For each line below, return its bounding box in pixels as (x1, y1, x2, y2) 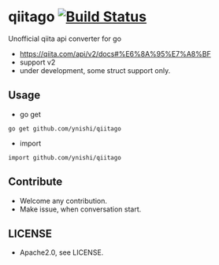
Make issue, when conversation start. (19, 204, 142, 214)
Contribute (8, 175, 63, 189)
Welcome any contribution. (19, 196, 108, 205)
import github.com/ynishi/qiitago (8, 153, 122, 161)
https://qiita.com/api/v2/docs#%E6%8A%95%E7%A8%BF (19, 49, 211, 58)
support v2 (19, 57, 56, 67)
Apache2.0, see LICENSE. (19, 248, 104, 257)
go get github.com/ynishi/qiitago (8, 124, 122, 133)
